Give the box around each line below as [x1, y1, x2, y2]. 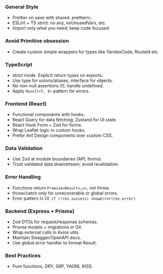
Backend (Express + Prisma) [5, 207, 75, 214]
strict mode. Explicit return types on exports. [12, 72, 103, 78]
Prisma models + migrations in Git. [12, 224, 82, 230]
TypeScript [5, 61, 33, 68]
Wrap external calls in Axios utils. [12, 230, 80, 235]
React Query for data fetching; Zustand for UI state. [12, 117, 117, 123]
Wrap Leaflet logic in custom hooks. [12, 127, 86, 133]
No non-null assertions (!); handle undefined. [12, 82, 104, 88]
